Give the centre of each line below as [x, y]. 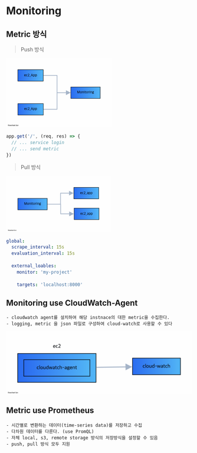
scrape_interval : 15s [38, 247]
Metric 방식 [27, 34]
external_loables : [34, 266]
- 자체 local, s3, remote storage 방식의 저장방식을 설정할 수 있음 [82, 438]
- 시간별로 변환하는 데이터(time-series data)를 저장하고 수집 [74, 425]
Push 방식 [32, 49]
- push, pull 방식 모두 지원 [38, 444]
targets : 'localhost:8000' [50, 285]
